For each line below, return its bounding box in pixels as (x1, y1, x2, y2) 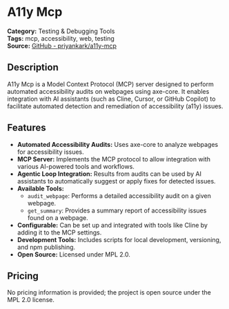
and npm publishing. (17, 243, 76, 251)
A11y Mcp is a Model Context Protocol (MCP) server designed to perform (7, 80, 214, 88)
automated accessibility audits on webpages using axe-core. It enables (7, 87, 210, 95)
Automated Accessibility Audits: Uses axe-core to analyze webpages (17, 140, 219, 148)
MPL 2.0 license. (7, 296, 55, 304)
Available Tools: (17, 184, 64, 192)
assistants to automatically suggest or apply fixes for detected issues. (17, 177, 216, 185)
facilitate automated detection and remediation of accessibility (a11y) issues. (7, 101, 223, 110)
